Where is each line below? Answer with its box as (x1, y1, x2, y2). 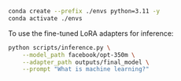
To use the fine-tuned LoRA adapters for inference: (8, 28, 174, 38)
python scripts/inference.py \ (8, 44, 111, 51)
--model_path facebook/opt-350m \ (22, 51, 135, 58)
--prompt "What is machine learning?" (22, 65, 150, 73)
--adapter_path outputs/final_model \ (22, 58, 150, 66)
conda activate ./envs (8, 14, 83, 23)
